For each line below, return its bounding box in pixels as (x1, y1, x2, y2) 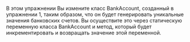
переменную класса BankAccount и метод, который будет (6, 23, 152, 30)
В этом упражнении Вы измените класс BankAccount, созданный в (6, 5, 174, 12)
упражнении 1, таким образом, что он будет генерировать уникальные (6, 11, 184, 18)
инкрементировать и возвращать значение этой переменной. (6, 29, 162, 36)
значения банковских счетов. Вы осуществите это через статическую (6, 17, 182, 24)
